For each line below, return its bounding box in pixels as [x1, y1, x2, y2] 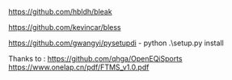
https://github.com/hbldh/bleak [8, 7, 112, 16]
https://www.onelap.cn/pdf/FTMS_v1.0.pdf [8, 62, 150, 72]
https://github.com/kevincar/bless [8, 23, 121, 32]
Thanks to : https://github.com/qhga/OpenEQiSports [8, 54, 183, 63]
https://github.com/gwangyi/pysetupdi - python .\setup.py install [8, 38, 224, 48]
